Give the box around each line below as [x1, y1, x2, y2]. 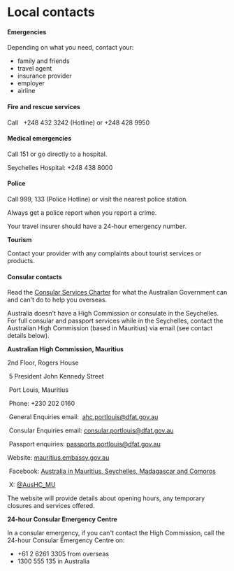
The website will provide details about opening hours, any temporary [7, 494, 205, 502]
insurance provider [17, 71, 72, 80]
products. [7, 257, 35, 265]
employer [17, 79, 45, 87]
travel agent [17, 64, 52, 73]
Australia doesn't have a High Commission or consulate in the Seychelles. [7, 309, 219, 318]
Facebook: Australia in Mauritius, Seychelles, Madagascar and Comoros [8, 467, 217, 476]
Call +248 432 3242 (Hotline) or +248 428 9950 [7, 118, 150, 127]
